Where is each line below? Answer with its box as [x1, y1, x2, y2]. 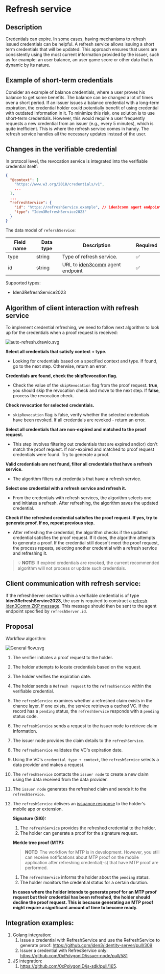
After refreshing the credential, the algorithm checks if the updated [12, 530, 148, 536]
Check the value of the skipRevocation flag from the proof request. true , [12, 383, 159, 388]
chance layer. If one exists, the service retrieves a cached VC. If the [12, 703, 149, 709]
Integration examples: [5, 919, 74, 927]
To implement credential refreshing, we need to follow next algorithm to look [5, 325, 160, 331]
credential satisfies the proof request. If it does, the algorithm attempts [12, 535, 156, 540]
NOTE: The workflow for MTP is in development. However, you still [24, 849, 160, 855]
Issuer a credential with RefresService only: [20, 948, 108, 953]
